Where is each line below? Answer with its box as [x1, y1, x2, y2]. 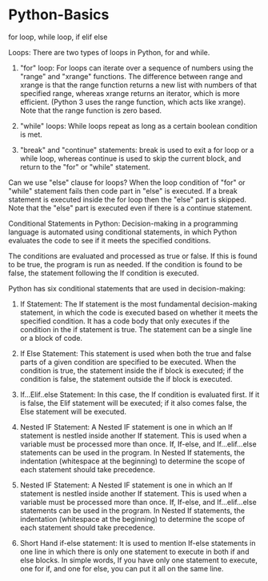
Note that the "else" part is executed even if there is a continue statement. [8, 202, 253, 213]
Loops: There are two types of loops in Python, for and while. [8, 47, 210, 57]
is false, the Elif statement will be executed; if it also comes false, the [19, 398, 247, 407]
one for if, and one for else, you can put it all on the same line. [19, 563, 224, 573]
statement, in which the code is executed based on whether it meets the [19, 307, 258, 317]
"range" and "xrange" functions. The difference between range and [19, 71, 243, 81]
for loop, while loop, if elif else [8, 32, 108, 42]
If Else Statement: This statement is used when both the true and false [19, 348, 252, 358]
